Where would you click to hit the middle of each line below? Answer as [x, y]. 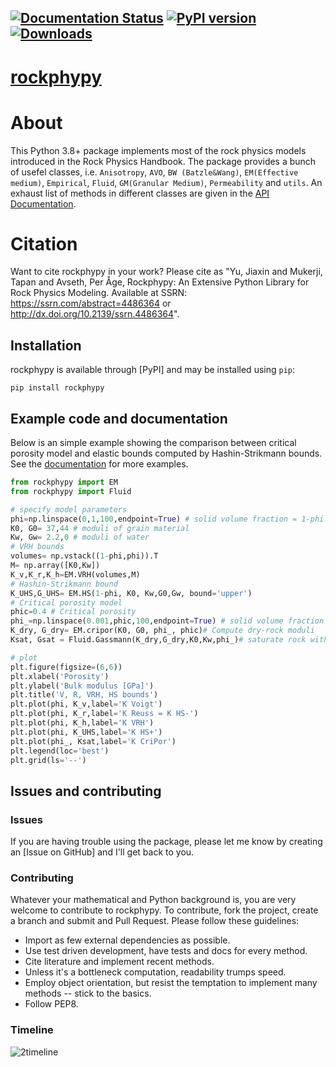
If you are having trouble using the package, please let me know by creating [166, 842]
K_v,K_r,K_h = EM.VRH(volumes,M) [75, 574]
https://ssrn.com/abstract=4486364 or [91, 303]
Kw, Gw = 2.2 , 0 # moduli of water [80, 537]
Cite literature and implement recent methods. [119, 962]
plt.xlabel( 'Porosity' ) [60, 676]
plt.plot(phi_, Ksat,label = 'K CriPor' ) [93, 741]
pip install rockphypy [57, 388]
